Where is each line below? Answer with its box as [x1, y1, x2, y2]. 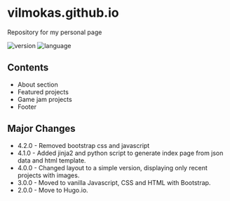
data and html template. [17, 156, 86, 165]
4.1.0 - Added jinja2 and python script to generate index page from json [17, 149, 224, 157]
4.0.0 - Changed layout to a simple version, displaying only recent [17, 163, 208, 172]
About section [17, 80, 58, 89]
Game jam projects [17, 95, 72, 103]
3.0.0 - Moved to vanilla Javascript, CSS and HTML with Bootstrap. [17, 178, 211, 186]
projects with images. [17, 171, 80, 179]
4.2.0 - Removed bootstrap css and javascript [17, 141, 150, 149]
